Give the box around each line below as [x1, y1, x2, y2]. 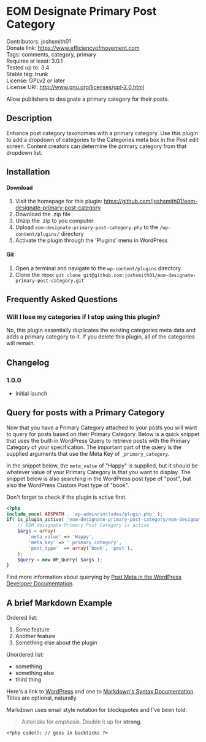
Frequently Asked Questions [6, 294, 118, 305]
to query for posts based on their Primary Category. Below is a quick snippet [6, 430, 200, 437]
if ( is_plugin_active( [6, 517, 64, 523]
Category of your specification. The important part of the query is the [6, 443, 182, 451]
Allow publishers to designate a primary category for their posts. [6, 95, 169, 103]
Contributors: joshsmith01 [6, 37, 72, 45]
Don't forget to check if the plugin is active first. [6, 493, 127, 501]
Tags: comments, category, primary [6, 50, 97, 58]
